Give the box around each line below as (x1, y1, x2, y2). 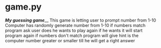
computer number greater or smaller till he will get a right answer (5, 37, 135, 43)
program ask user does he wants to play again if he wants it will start (5, 27, 143, 33)
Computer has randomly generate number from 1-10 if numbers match (5, 22, 146, 28)
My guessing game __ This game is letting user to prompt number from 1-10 (5, 17, 157, 23)
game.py (5, 1, 42, 12)
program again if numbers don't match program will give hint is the (5, 33, 139, 38)
